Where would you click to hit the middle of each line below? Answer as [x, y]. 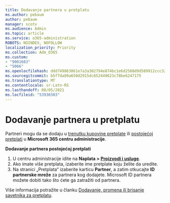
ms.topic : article [25, 33]
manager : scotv [21, 24]
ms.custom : [17, 57]
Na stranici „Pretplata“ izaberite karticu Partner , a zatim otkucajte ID [84, 170]
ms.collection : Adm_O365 [31, 52]
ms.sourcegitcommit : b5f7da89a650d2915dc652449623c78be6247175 [73, 76]
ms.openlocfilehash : [27, 71]
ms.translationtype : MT [30, 80]
